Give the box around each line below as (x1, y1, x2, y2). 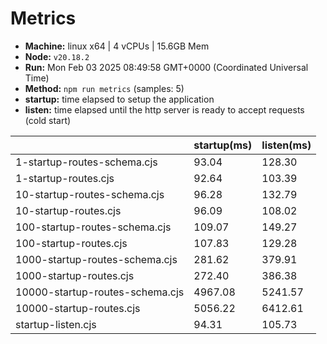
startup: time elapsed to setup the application (24, 93, 215, 105)
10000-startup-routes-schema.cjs (15, 285, 185, 299)
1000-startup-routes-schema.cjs (15, 252, 178, 266)
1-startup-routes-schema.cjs (15, 155, 158, 169)
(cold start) (24, 114, 72, 126)
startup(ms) (193, 138, 253, 152)
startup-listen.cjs (15, 317, 97, 331)
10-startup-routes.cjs (15, 203, 122, 217)
